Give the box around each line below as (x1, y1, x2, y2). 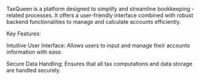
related (6, 12, 24, 19)
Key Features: (6, 30, 41, 37)
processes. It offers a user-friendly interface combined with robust (25, 12, 194, 19)
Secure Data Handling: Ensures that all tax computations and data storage (6, 60, 193, 67)
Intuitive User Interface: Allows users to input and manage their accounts (6, 42, 190, 49)
